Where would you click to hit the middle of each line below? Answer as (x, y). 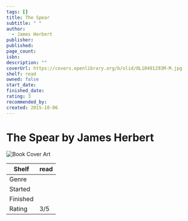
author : (16, 29)
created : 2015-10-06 (32, 107)
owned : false (23, 79)
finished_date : (25, 91)
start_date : (21, 85)
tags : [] (17, 12)
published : (20, 46)
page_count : (21, 51)
